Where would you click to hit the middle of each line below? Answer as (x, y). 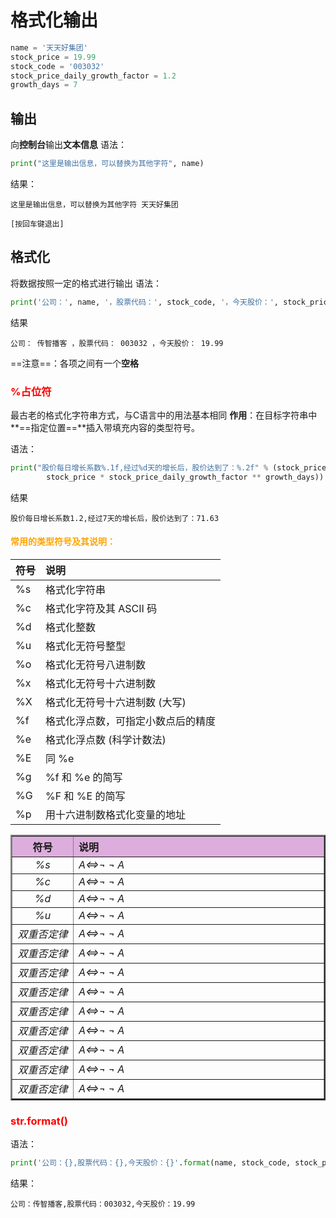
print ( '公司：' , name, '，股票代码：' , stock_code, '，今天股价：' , (144, 302)
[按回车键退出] (37, 224)
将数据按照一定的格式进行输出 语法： (86, 283)
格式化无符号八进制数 (96, 664)
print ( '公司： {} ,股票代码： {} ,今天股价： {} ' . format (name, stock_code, (151, 1163)
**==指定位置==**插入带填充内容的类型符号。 (105, 427)
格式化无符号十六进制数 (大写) (116, 702)
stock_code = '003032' (57, 66)
